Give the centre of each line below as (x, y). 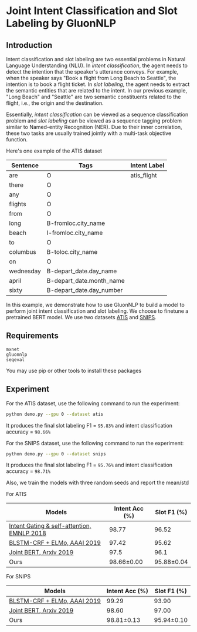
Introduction (29, 45)
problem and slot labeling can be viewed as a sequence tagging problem (94, 121)
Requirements (32, 336)
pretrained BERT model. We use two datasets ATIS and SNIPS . (81, 317)
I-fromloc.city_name (75, 233)
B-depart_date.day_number (85, 290)
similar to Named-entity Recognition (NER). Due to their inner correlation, (94, 127)
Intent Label (147, 165)
